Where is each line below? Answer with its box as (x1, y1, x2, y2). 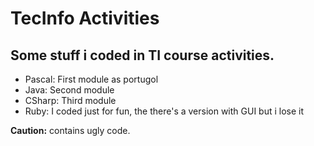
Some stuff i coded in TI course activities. (10, 47, 275, 64)
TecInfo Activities (10, 7, 160, 30)
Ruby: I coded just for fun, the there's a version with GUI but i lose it (24, 105, 305, 117)
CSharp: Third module (24, 95, 117, 106)
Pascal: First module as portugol (24, 73, 159, 85)
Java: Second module (24, 84, 115, 96)
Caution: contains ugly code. (10, 125, 131, 136)
